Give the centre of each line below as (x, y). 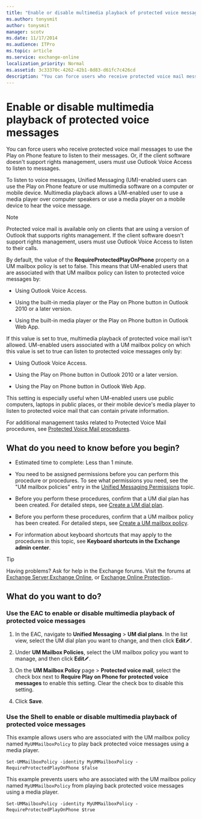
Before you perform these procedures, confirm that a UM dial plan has (102, 499)
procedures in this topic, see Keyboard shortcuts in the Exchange (97, 541)
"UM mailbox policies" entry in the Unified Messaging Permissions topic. (105, 487)
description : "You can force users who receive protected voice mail (95, 76)
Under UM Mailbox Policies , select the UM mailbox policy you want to (102, 652)
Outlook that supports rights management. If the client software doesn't (95, 236)
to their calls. (22, 248)
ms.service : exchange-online (43, 57)
